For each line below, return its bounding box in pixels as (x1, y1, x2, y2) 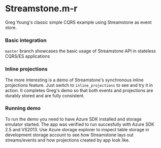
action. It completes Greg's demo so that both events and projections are (5, 87, 154, 93)
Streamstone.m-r (5, 3, 78, 14)
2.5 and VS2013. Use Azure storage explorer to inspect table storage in (5, 126, 149, 132)
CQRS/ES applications (5, 53, 50, 59)
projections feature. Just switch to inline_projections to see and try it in (5, 82, 153, 88)
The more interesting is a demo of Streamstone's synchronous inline (5, 77, 144, 83)
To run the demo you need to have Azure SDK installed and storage (5, 116, 142, 122)
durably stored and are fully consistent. (5, 92, 85, 99)
